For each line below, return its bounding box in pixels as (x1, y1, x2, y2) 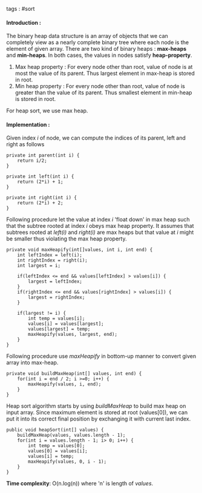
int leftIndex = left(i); (17, 252, 83, 259)
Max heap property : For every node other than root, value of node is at (15, 63, 193, 71)
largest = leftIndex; (28, 279, 83, 285)
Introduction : (6, 19, 41, 26)
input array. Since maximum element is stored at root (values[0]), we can (6, 409, 188, 416)
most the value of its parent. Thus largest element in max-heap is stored (15, 69, 195, 77)
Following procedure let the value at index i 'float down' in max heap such (6, 216, 191, 223)
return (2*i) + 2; (17, 200, 64, 206)
